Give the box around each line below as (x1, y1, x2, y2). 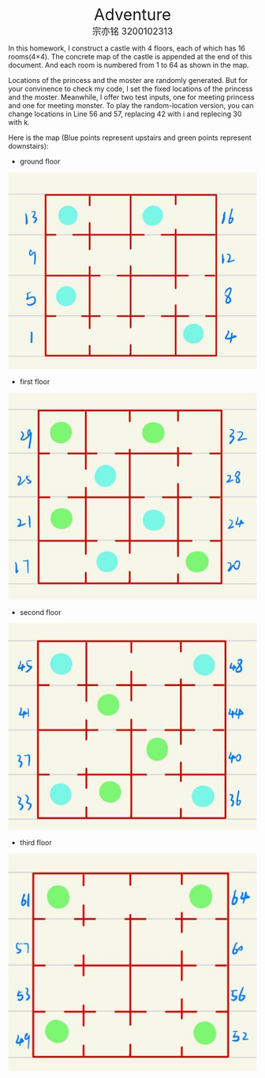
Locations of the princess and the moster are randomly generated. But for (8, 76, 248, 85)
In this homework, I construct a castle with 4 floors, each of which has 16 (8, 43, 246, 53)
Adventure (93, 5, 172, 24)
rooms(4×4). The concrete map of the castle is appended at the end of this (8, 52, 252, 61)
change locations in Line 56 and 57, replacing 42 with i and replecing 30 (8, 109, 242, 119)
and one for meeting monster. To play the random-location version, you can (8, 101, 254, 110)
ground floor (19, 156, 61, 166)
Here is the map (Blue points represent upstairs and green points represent (8, 133, 252, 142)
